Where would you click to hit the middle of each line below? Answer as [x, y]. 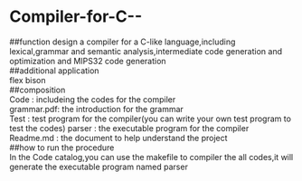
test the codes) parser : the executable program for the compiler [129, 128]
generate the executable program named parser [99, 167]
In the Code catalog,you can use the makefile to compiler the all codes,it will [151, 157]
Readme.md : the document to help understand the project [118, 138]
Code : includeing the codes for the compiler [93, 99]
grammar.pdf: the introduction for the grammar [96, 109]
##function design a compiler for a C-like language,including [123, 42]
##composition [38, 90]
